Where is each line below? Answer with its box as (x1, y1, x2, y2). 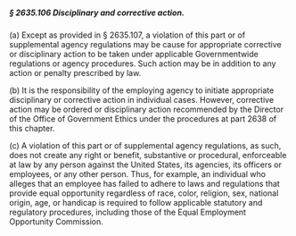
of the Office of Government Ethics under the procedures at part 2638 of (9, 113, 277, 124)
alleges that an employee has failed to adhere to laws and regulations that (9, 178, 281, 189)
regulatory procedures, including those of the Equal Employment (9, 206, 247, 217)
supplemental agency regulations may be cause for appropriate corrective (9, 38, 283, 49)
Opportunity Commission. (9, 215, 104, 227)
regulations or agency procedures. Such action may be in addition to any (9, 58, 276, 69)
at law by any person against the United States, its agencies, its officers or (9, 159, 283, 170)
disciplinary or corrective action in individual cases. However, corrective (9, 94, 275, 105)
